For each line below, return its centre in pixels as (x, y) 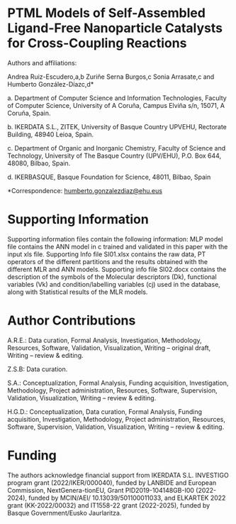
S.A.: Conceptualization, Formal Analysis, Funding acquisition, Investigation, (118, 383)
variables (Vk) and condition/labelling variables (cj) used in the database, (114, 284)
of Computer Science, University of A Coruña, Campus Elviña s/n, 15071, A (116, 105)
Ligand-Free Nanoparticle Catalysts (115, 28)
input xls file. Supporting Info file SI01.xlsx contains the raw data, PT (107, 254)
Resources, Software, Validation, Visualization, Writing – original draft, (109, 348)
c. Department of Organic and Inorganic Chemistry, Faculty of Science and (116, 148)
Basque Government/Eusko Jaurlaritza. (64, 513)
